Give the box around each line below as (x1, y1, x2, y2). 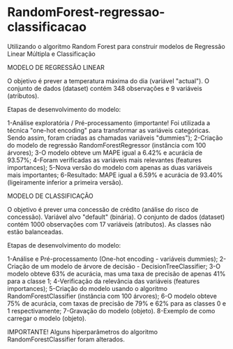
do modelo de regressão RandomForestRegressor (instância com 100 (7, 141, 206, 149)
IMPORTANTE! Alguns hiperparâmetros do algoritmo (7, 327, 158, 336)
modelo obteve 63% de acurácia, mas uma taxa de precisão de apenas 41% (7, 269, 226, 278)
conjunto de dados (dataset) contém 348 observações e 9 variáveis (7, 84, 202, 92)
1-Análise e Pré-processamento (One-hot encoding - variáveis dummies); (7, 255, 218, 263)
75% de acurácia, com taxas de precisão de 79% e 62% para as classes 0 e (7, 299, 227, 308)
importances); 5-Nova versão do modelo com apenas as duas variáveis (7, 163, 213, 171)
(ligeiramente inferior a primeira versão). (7, 178, 123, 186)
